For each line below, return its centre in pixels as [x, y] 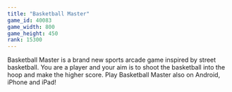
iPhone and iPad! [32, 82]
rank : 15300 [25, 40]
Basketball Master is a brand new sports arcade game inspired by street [112, 60]
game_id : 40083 [30, 20]
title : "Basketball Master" [49, 14]
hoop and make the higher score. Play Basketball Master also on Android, [114, 75]
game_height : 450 [33, 33]
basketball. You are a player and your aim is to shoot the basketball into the [116, 67]
